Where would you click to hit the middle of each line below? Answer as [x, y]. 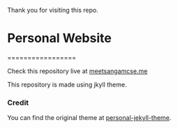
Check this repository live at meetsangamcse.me [77, 71]
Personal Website [59, 38]
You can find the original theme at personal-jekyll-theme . [89, 118]
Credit [18, 103]
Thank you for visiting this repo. [53, 10]
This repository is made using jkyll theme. [67, 84]
